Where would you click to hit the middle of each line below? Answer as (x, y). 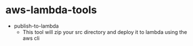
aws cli (31, 38)
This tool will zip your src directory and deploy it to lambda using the (105, 32)
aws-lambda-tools (51, 10)
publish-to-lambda (36, 26)
